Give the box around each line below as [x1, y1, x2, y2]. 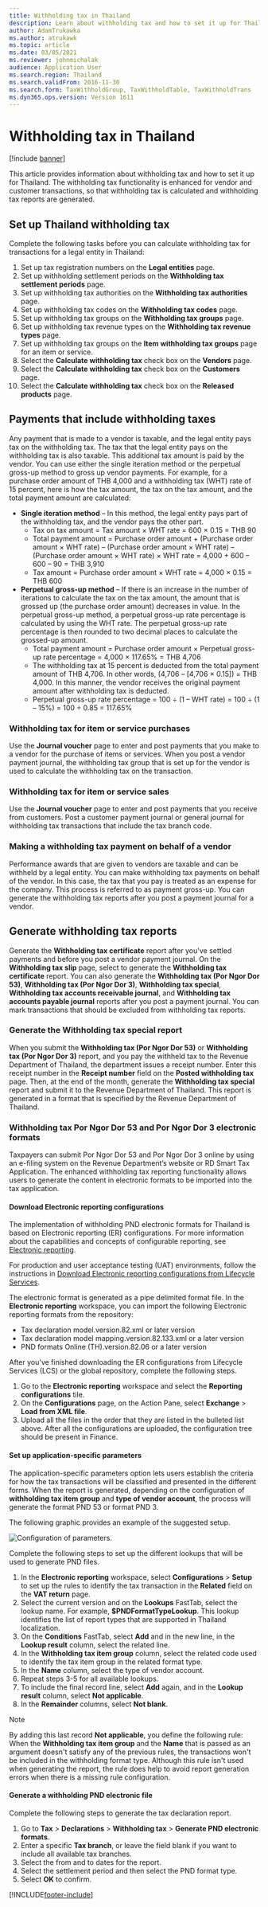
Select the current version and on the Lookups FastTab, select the [20, 1597, 238, 1607]
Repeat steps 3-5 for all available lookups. [20, 1674, 159, 1683]
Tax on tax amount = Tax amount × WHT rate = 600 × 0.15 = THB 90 [32, 525, 257, 534]
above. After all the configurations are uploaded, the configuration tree [20, 1424, 253, 1433]
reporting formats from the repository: [9, 1310, 134, 1319]
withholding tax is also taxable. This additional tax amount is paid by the [9, 451, 245, 460]
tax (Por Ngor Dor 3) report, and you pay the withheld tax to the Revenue [9, 1051, 249, 1061]
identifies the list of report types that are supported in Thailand [20, 1614, 227, 1624]
